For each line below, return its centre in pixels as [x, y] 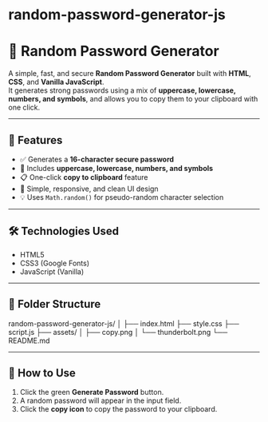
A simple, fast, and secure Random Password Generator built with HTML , [130, 74]
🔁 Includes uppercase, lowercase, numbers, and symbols [116, 168]
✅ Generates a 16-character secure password [97, 159]
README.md [29, 340]
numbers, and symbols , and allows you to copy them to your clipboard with [133, 99]
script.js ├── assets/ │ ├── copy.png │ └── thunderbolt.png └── [118, 332]
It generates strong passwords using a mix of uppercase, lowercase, [122, 90]
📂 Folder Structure [55, 304]
